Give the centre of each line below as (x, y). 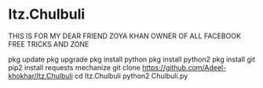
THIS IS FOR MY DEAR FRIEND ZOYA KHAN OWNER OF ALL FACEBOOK (125, 36)
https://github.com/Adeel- (184, 67)
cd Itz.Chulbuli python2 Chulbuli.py (131, 76)
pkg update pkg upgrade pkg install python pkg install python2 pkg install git (131, 59)
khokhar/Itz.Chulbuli (40, 76)
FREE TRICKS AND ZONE (49, 44)
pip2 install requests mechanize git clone (75, 67)
